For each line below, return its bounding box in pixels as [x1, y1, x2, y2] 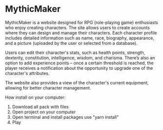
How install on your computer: [5, 94, 66, 100]
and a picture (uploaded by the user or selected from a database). [5, 40, 138, 46]
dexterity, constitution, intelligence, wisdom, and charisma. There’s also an [5, 55, 155, 60]
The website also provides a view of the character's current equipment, [5, 79, 149, 86]
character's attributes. [5, 70, 50, 76]
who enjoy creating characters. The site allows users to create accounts [5, 24, 150, 30]
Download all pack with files [12, 104, 69, 110]
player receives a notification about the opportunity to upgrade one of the [5, 65, 153, 71]
